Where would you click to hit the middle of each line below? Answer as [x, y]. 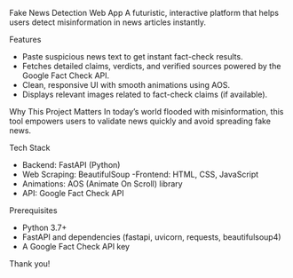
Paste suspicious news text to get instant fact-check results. [132, 56]
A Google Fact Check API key [76, 246]
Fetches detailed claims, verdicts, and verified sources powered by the [151, 66]
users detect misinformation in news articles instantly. [108, 22]
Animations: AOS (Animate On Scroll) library [103, 184]
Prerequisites [33, 210]
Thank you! [30, 264]
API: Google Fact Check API [73, 193]
